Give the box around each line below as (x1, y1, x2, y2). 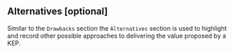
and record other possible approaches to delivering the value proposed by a (7, 31, 226, 40)
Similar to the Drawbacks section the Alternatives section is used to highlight (7, 24, 227, 32)
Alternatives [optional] (7, 6, 108, 17)
